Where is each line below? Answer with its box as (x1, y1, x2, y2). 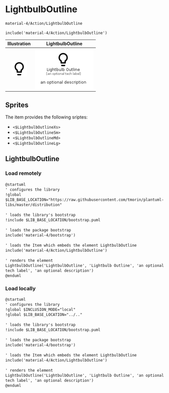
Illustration (7, 41, 31, 47)
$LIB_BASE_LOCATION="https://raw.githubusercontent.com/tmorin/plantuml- (5, 197, 164, 202)
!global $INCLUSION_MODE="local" (5, 307, 76, 312)
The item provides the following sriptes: (5, 114, 88, 120)
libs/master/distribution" (5, 202, 62, 207)
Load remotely (5, 170, 42, 177)
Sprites (5, 100, 29, 109)
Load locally (5, 285, 36, 292)
